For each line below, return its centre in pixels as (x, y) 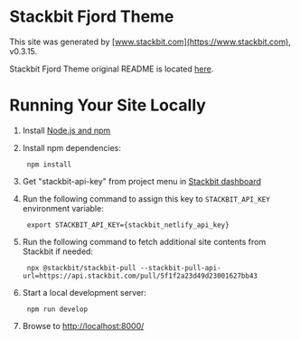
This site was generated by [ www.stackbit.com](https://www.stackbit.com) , (150, 42)
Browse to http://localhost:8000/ (83, 326)
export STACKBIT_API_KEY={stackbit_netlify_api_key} (128, 225)
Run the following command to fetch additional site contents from (144, 241)
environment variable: (63, 208)
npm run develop (57, 309)
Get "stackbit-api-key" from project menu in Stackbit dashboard (142, 181)
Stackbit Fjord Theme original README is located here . (112, 69)
